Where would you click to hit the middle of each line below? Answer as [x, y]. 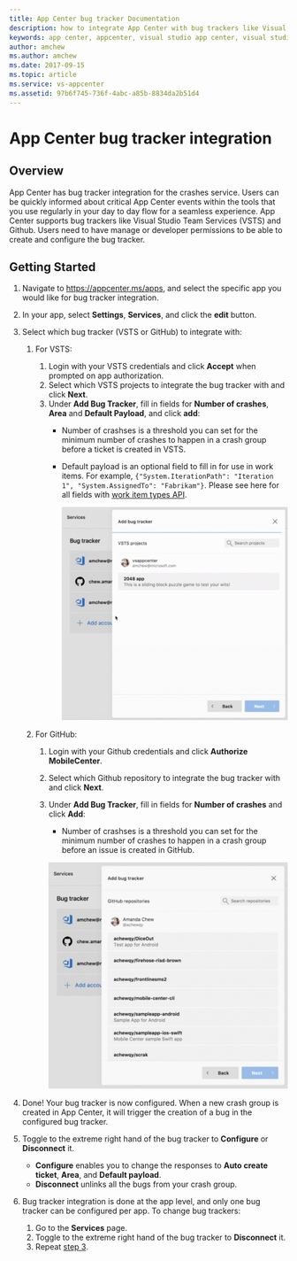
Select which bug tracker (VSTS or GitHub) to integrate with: [132, 332]
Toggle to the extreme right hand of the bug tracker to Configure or [145, 1139]
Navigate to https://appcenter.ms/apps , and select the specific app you [152, 289]
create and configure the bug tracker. [77, 239]
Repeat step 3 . [61, 1247]
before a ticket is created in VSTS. [124, 449]
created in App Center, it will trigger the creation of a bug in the [137, 1112]
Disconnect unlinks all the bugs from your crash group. [136, 1184]
